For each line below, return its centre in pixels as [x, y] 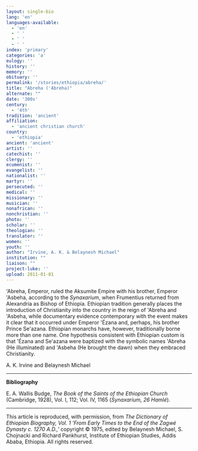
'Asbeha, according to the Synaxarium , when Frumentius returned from [93, 297]
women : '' [18, 241]
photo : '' [18, 220]
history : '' [21, 66]
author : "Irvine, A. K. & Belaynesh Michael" [63, 253]
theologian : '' [25, 230]
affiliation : [22, 121]
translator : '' [25, 236]
